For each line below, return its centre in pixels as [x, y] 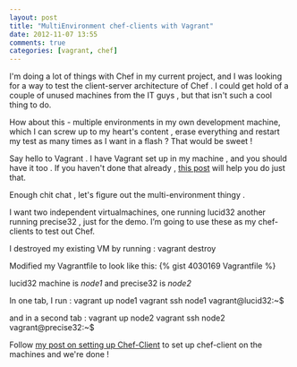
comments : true [38, 43]
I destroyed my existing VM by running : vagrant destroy [113, 249]
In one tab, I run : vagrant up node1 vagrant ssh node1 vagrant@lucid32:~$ [147, 301]
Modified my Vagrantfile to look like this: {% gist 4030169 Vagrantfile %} [143, 266]
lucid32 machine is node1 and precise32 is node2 [101, 284]
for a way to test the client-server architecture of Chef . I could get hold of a [149, 86]
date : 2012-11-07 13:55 [54, 34]
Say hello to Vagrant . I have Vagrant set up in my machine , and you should [148, 158]
